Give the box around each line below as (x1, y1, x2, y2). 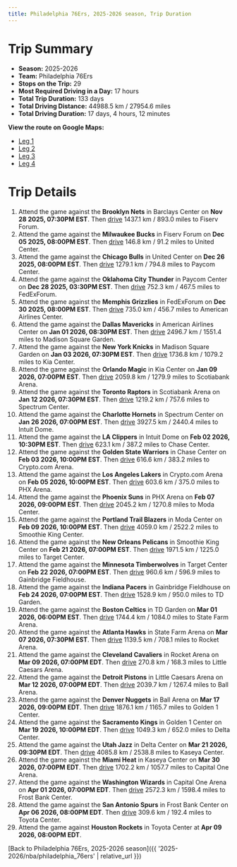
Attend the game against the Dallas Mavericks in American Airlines (18, 319, 214, 329)
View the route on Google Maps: (8, 123, 104, 131)
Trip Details (8, 184, 77, 200)
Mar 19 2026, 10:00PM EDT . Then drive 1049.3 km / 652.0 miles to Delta (18, 725, 231, 733)
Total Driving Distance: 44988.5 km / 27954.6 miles (18, 102, 171, 110)
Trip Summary (8, 40, 94, 57)
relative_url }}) (100, 851, 142, 860)
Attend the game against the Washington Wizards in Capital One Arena (18, 778, 227, 786)
